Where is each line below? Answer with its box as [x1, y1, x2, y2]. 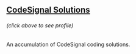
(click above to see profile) [6, 21, 74, 29]
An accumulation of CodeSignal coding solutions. [6, 41, 131, 48]
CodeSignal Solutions [6, 5, 90, 15]
